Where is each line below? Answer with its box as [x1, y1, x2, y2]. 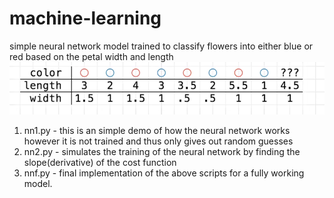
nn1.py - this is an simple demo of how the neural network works [23, 125, 291, 137]
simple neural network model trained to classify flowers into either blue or [9, 40, 314, 52]
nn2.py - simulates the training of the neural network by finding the [23, 146, 301, 158]
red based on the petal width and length [9, 50, 174, 62]
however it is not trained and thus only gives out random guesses [23, 135, 294, 147]
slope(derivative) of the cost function [23, 157, 177, 169]
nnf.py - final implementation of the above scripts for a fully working [23, 167, 305, 179]
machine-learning [9, 7, 162, 30]
